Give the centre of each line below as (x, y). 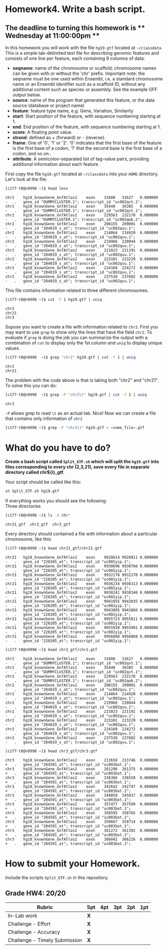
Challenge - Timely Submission (45, 940)
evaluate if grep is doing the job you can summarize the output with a (76, 337)
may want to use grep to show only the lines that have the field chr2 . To (78, 332)
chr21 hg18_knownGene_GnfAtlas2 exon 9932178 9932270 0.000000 (81, 575)
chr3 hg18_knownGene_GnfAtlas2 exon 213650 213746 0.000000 (81, 760)
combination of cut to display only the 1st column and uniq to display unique (84, 343)
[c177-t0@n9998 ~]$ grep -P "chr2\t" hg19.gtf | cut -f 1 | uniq (76, 395)
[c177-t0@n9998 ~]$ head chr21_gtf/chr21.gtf (53, 549)
